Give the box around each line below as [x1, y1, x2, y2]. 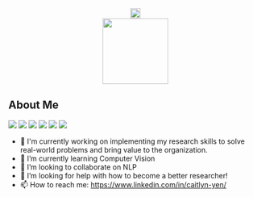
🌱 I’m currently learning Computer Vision [19, 153, 156, 163]
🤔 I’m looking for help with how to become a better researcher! [19, 170, 228, 180]
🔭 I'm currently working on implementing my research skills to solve [19, 136, 246, 146]
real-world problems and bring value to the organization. [19, 145, 208, 154]
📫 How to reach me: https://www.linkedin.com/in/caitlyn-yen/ [19, 179, 227, 189]
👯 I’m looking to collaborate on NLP [19, 161, 137, 172]
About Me [8, 98, 59, 112]
